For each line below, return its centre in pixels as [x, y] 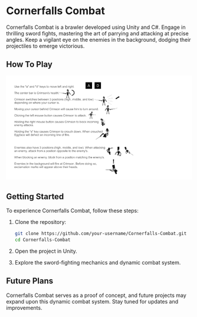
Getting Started [35, 197]
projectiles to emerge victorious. [45, 46]
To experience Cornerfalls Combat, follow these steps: [72, 211]
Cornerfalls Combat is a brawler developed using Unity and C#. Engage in [96, 27]
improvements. [24, 308]
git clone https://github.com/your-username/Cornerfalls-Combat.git [101, 234]
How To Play [29, 65]
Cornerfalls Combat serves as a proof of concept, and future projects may [96, 295]
